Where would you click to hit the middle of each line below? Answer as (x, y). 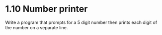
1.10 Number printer (46, 9)
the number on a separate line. (37, 27)
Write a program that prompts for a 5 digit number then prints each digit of (81, 22)
